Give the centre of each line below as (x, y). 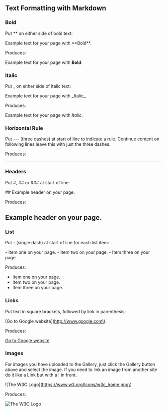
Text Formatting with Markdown (56, 8)
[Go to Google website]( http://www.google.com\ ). (56, 321)
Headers (16, 172)
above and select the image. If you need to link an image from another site (81, 370)
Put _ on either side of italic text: (38, 86)
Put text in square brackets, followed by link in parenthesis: (65, 311)
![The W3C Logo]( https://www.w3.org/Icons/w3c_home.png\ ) (68, 385)
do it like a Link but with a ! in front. (41, 375)
